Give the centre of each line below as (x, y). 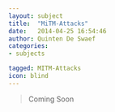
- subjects (27, 54)
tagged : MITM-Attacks (45, 69)
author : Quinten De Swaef (52, 39)
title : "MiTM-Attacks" (49, 24)
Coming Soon (51, 99)
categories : (28, 46)
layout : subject (36, 16)
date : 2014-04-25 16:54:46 (57, 31)
